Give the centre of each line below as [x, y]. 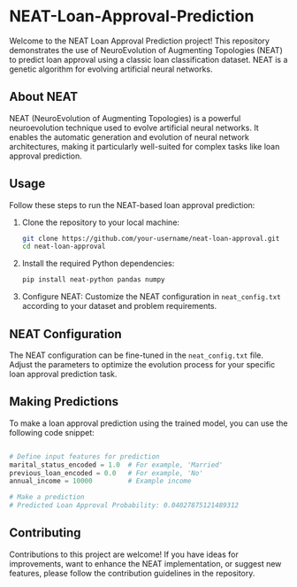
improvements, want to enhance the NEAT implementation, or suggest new [145, 563]
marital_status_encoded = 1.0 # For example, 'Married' [116, 465]
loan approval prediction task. [63, 374]
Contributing [45, 533]
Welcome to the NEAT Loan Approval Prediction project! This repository [139, 41]
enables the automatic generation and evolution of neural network [129, 137]
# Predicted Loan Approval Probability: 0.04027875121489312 [124, 506]
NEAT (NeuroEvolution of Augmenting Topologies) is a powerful [125, 118]
